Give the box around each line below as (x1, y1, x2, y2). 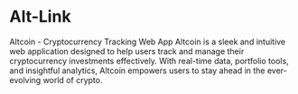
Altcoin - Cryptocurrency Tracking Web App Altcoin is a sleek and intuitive (9, 36, 286, 47)
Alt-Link (9, 6, 71, 27)
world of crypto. (42, 74, 103, 85)
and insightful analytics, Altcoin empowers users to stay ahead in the (9, 65, 265, 76)
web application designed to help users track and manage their (9, 45, 245, 56)
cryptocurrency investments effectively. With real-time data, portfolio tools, (9, 55, 289, 66)
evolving (9, 74, 42, 85)
